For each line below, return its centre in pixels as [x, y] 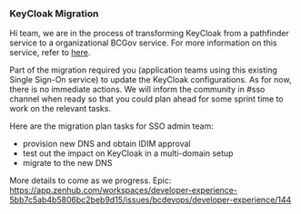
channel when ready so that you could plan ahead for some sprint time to [146, 99]
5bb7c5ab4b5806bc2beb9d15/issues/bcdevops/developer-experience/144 [150, 200]
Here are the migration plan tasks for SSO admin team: [111, 126]
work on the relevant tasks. [60, 109]
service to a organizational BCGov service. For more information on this [143, 43]
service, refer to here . [50, 53]
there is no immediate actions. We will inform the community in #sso [137, 90]
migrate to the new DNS [67, 163]
